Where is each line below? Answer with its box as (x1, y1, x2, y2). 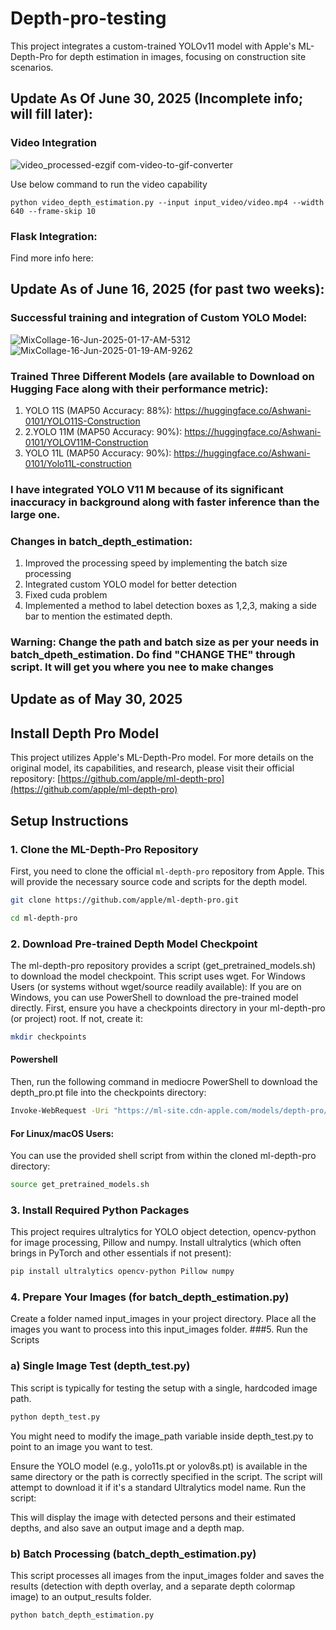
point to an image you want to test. (10, 1440, 153, 1452)
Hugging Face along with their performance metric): (10, 382, 269, 396)
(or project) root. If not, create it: (10, 1012, 143, 1024)
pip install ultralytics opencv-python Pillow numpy (10, 1267, 235, 1277)
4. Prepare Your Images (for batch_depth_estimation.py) (10, 1290, 290, 1304)
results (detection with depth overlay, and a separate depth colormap (10, 1580, 296, 1592)
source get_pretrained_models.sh (10, 1180, 150, 1190)
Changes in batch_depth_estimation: (10, 534, 193, 548)
